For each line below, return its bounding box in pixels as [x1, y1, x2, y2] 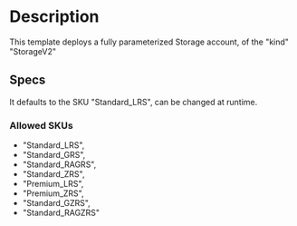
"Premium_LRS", [22, 179, 84, 190]
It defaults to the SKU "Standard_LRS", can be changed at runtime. [9, 96, 258, 107]
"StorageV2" [9, 45, 57, 56]
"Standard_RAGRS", [22, 159, 97, 170]
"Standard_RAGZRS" [22, 207, 100, 219]
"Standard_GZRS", [22, 198, 91, 209]
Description [9, 6, 100, 27]
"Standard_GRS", [22, 150, 86, 161]
